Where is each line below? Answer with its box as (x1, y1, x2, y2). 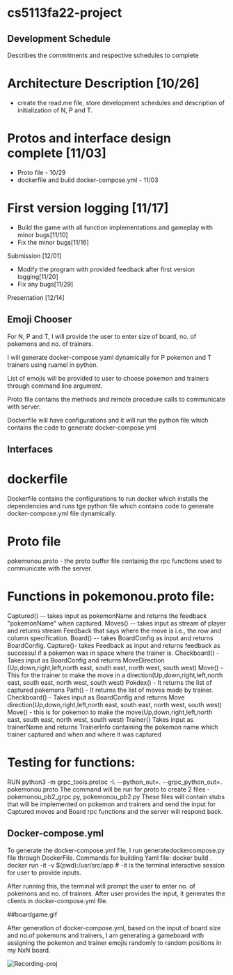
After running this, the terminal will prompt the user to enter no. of (7, 882, 196, 890)
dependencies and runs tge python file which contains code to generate (7, 501, 214, 510)
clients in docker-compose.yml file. (7, 896, 109, 905)
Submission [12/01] (7, 251, 62, 259)
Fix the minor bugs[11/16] (17, 238, 89, 246)
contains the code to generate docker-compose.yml (7, 423, 156, 432)
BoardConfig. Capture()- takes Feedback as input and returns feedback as (7, 641, 220, 649)
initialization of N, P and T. (17, 106, 93, 114)
